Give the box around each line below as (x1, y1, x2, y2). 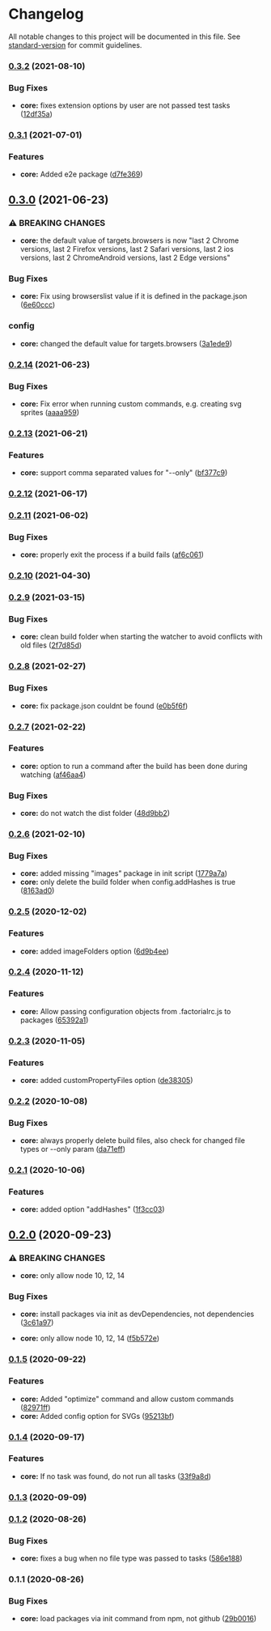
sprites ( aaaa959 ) (19, 407, 79, 417)
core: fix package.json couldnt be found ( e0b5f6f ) (19, 701, 188, 711)
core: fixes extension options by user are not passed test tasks (19, 100, 231, 110)
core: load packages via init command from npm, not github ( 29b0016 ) (19, 1614, 257, 1624)
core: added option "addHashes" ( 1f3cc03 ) (19, 1204, 165, 1214)
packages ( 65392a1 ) (19, 1015, 89, 1025)
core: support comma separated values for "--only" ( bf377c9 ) (19, 468, 228, 478)
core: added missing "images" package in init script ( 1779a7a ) (19, 869, 228, 878)
